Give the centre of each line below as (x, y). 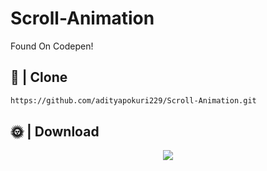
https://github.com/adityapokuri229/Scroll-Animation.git (133, 100)
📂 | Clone (39, 77)
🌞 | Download (55, 132)
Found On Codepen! (52, 46)
